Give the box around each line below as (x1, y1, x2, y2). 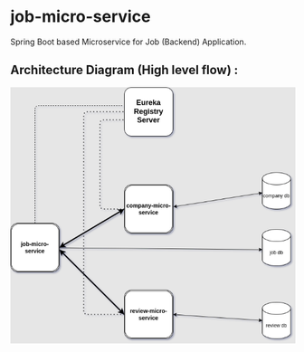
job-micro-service (10, 6, 151, 27)
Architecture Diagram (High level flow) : (10, 62, 239, 78)
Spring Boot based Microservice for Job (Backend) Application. (10, 36, 247, 47)
